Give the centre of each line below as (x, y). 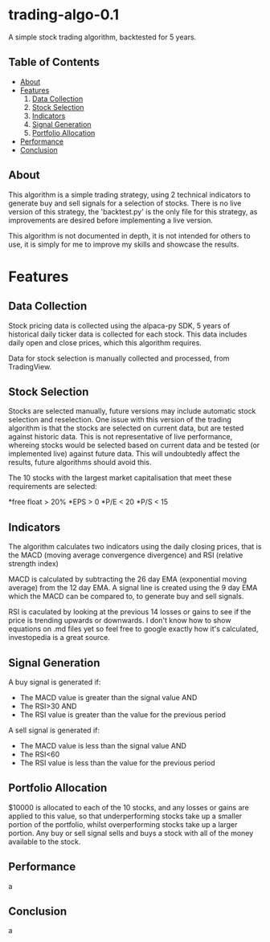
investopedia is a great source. (59, 638)
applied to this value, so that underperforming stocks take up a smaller (125, 816)
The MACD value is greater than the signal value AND (108, 697)
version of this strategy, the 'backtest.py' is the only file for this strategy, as (133, 211)
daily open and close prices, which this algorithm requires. (105, 342)
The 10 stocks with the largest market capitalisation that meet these (120, 478)
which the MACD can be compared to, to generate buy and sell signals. (126, 597)
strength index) (33, 564)
